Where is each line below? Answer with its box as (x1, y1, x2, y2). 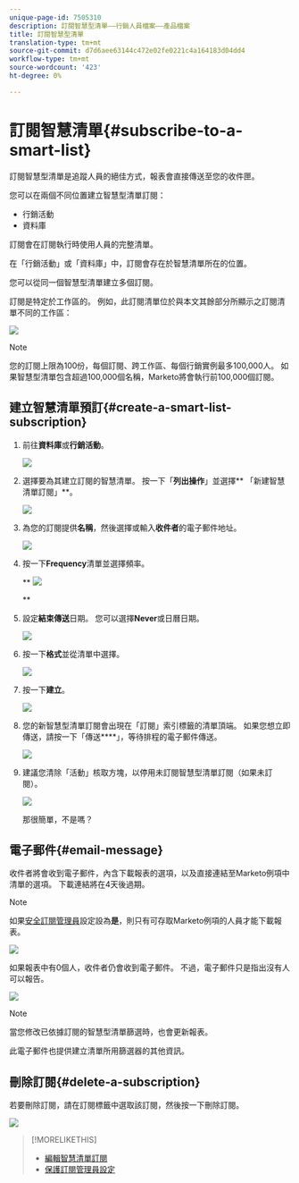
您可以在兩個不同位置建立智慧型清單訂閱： (9, 190, 166, 200)
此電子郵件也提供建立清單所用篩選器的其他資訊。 (9, 1045, 189, 1056)
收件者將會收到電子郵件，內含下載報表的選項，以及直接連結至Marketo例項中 (9, 868, 290, 879)
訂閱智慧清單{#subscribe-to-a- (9, 120, 244, 140)
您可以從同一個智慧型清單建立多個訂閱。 (9, 276, 158, 287)
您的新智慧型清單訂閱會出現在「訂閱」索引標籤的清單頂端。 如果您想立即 (21, 720, 291, 731)
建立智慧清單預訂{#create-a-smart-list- (9, 400, 232, 416)
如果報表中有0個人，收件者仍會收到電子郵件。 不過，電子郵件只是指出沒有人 (9, 962, 290, 973)
